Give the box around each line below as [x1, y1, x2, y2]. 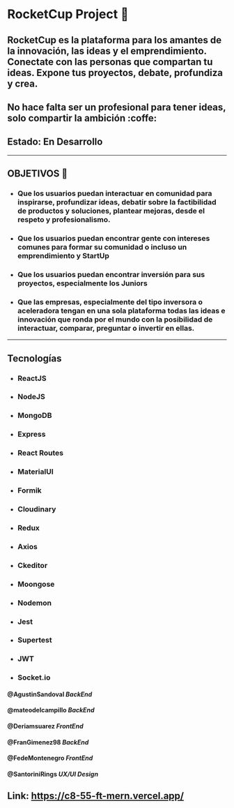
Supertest [17, 635, 52, 645]
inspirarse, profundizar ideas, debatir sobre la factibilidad [17, 197, 217, 207]
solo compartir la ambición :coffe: [7, 112, 157, 124]
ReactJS [17, 373, 47, 383]
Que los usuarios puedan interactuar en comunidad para [17, 188, 212, 198]
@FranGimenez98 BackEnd [7, 738, 89, 746]
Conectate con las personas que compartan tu [7, 56, 213, 68]
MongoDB [17, 411, 52, 421]
